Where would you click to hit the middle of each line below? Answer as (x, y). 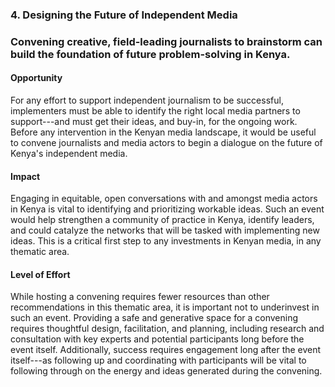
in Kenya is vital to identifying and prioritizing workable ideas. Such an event (167, 209)
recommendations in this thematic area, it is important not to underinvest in (165, 307)
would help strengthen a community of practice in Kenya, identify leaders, (162, 220)
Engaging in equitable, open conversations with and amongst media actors (164, 199)
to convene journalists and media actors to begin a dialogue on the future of (166, 143)
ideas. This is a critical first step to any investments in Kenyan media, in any (166, 241)
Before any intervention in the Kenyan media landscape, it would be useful (163, 132)
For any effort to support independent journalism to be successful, (147, 100)
